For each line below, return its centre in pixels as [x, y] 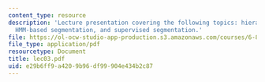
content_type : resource [47, 15]
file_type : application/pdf [54, 45]
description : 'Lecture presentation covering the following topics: [123, 23]
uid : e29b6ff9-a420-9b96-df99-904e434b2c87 [81, 66]
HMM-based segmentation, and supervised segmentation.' [109, 30]
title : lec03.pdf [37, 59]
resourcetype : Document [47, 52]
